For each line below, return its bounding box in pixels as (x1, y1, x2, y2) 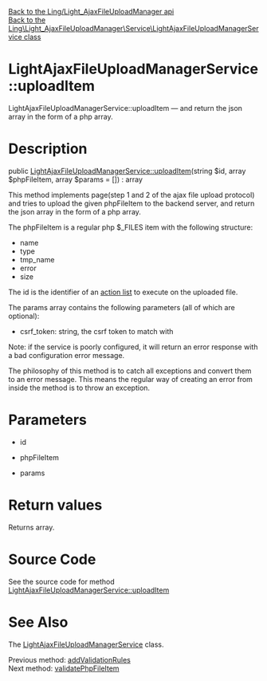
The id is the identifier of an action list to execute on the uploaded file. (8, 287, 238, 297)
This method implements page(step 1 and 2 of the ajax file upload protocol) (8, 190, 255, 199)
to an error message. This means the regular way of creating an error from (8, 374, 253, 384)
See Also (8, 613, 69, 631)
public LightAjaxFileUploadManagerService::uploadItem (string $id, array (8, 166, 246, 175)
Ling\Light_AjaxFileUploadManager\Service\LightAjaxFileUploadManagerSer (8, 24, 259, 33)
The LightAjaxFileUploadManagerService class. (8, 640, 164, 649)
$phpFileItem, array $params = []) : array (8, 175, 143, 184)
